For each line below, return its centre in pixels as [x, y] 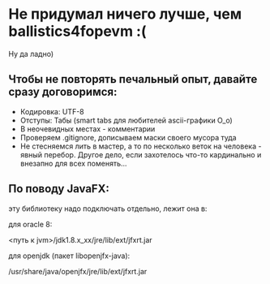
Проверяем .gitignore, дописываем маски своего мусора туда [128, 137]
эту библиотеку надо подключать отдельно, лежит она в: [108, 209]
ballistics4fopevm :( [77, 31]
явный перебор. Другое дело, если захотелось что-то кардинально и [141, 154]
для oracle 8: [30, 224]
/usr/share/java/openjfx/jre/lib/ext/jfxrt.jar [78, 271]
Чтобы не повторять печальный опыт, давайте [133, 79]
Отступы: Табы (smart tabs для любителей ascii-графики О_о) [126, 120]
